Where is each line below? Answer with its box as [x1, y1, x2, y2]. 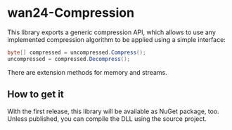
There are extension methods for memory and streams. [7, 68, 167, 76]
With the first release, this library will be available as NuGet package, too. [7, 107, 219, 115]
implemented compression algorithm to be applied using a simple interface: [7, 35, 226, 43]
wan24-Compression [7, 5, 135, 21]
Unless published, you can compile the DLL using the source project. [7, 114, 207, 123]
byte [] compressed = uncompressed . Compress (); [7, 49, 146, 56]
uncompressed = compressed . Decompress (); [7, 55, 131, 62]
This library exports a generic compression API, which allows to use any [7, 28, 217, 36]
